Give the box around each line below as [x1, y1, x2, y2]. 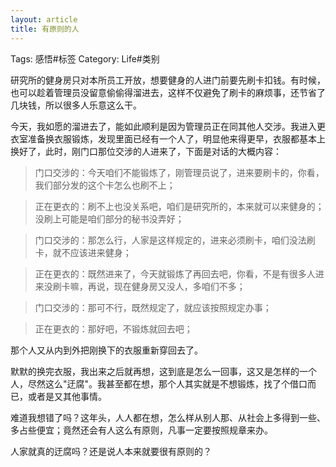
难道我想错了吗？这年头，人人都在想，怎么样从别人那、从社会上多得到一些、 [10, 411, 326, 423]
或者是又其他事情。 [27, 390, 107, 402]
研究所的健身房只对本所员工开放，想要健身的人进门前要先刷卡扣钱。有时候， [10, 74, 326, 86]
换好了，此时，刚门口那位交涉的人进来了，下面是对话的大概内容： [10, 145, 282, 157]
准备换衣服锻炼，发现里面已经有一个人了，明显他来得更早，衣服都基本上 [27, 132, 326, 145]
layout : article [10, 14, 78, 25]
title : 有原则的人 [10, 24, 80, 34]
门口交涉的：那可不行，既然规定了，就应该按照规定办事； [34, 301, 272, 313]
